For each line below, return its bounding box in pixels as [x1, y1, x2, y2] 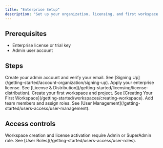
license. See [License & [5, 85, 52, 91]
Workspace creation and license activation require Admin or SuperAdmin [5, 132, 152, 138]
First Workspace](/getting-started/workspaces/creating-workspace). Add [5, 95, 154, 101]
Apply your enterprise [110, 80, 154, 85]
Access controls [5, 119, 56, 128]
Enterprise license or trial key [12, 42, 71, 49]
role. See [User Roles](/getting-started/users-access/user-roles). [5, 137, 137, 143]
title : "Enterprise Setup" [5, 7, 60, 12]
